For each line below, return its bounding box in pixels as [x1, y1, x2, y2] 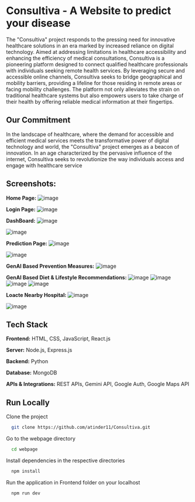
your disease [6, 16, 71, 30]
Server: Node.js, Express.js [6, 347, 73, 354]
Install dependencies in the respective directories [6, 457, 125, 464]
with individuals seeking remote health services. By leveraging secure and [6, 67, 186, 74]
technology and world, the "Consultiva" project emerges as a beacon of [6, 143, 180, 150]
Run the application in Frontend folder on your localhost [6, 479, 141, 486]
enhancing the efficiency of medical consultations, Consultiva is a [6, 54, 165, 62]
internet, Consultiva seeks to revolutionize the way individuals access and [6, 155, 184, 162]
